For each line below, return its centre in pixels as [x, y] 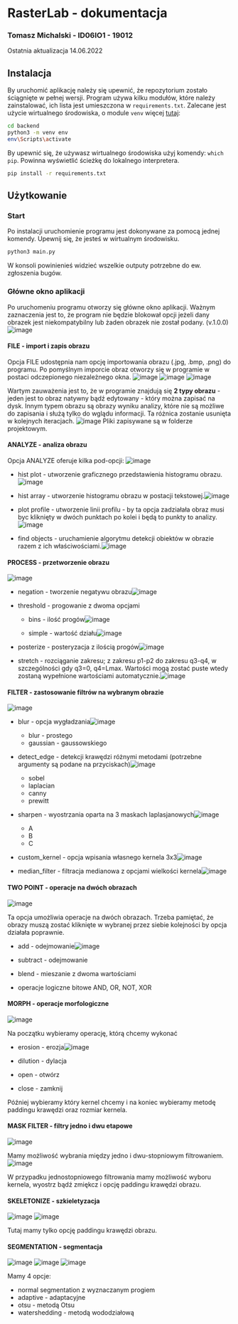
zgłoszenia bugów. [35, 273]
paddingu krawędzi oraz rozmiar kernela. [67, 1109]
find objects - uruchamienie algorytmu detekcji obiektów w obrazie [116, 539]
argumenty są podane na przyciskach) [74, 764]
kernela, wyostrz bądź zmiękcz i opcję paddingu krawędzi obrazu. [104, 1185]
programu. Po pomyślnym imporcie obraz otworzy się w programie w [108, 369]
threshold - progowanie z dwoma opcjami [79, 605]
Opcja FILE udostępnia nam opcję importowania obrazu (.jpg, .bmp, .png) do [119, 361]
